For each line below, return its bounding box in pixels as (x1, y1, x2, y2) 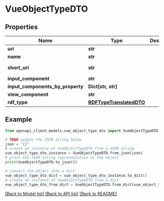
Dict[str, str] (88, 83, 118, 90)
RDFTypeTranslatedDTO (88, 99, 145, 106)
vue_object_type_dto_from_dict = (5, 182, 73, 187)
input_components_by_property (7, 83, 84, 90)
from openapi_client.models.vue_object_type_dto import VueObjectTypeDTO (5, 128, 159, 133)
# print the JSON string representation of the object (5, 155, 119, 160)
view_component (7, 91, 49, 98)
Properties (5, 23, 38, 31)
